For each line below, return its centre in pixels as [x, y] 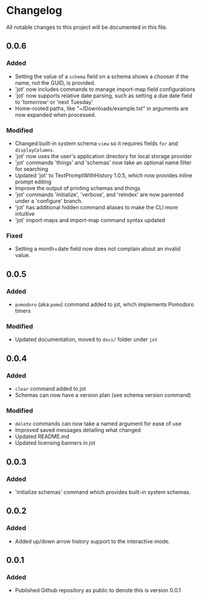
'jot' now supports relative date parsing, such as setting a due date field [103, 95]
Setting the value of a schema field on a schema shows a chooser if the [102, 76]
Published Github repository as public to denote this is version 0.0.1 [98, 590]
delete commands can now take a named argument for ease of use [98, 424]
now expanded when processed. [55, 114]
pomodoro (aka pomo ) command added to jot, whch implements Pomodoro [104, 304]
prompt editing [33, 182]
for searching [31, 169]
